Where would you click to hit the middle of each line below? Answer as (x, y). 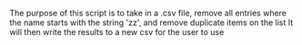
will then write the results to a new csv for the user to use (117, 32)
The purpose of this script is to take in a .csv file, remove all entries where (148, 13)
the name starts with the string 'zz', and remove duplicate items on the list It (151, 22)
